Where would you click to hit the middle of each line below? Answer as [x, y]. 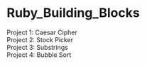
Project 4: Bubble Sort [39, 55]
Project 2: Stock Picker [40, 39]
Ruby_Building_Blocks [73, 13]
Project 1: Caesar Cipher [42, 32]
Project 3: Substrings [37, 47]
